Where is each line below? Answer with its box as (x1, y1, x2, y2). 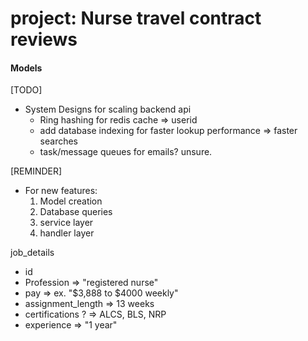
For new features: (24, 185, 98, 197)
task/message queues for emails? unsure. (39, 146, 213, 158)
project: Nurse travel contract (10, 7, 262, 30)
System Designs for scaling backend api (24, 103, 192, 116)
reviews (10, 28, 78, 51)
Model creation (39, 195, 103, 207)
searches (39, 135, 79, 147)
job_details (10, 247, 55, 259)
